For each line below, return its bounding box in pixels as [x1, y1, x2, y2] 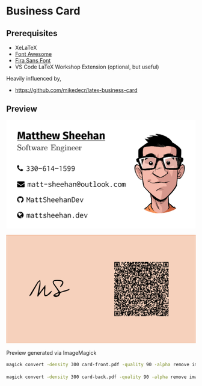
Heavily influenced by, [6, 75, 62, 82]
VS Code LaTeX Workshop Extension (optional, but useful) [14, 63, 159, 70]
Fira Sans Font [14, 57, 51, 64]
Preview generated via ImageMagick [6, 349, 97, 356]
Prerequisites [6, 28, 58, 38]
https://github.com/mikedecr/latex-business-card [14, 87, 138, 94]
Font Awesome [14, 51, 52, 58]
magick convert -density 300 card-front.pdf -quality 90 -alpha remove [6, 361, 189, 367]
